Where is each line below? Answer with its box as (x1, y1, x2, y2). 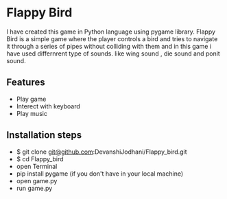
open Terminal (16, 162, 58, 170)
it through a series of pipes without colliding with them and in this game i (6, 42, 212, 50)
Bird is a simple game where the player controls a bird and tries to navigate (6, 34, 218, 43)
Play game (16, 95, 47, 103)
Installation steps (6, 129, 82, 141)
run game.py (16, 184, 53, 192)
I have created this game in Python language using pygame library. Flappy (6, 27, 216, 36)
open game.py (16, 176, 58, 185)
